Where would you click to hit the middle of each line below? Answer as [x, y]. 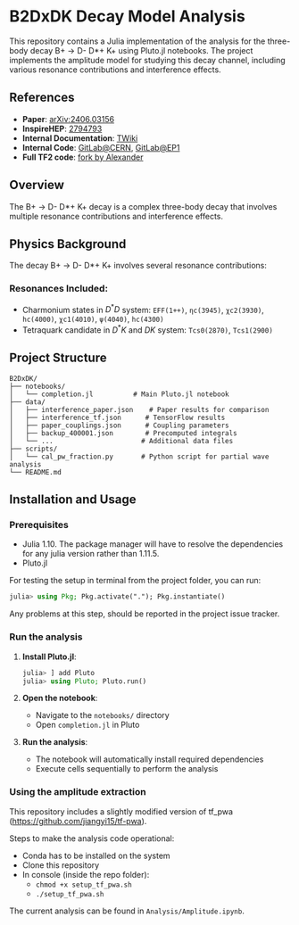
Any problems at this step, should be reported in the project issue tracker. [145, 614]
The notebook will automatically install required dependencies [149, 759]
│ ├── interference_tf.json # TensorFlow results [117, 417]
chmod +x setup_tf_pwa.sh [83, 885]
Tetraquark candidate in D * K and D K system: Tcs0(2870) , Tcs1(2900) [148, 329]
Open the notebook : [60, 698]
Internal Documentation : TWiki [80, 138]
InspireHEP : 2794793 [62, 128]
